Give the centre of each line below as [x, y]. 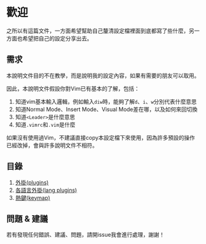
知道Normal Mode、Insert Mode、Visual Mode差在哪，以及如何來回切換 [106, 109]
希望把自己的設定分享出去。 [57, 38]
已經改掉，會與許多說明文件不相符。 [52, 145]
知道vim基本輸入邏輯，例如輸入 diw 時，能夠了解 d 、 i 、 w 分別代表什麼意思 [106, 101]
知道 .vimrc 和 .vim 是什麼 [45, 124]
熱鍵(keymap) [32, 197]
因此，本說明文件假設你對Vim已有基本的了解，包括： [73, 88]
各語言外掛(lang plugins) [46, 190]
